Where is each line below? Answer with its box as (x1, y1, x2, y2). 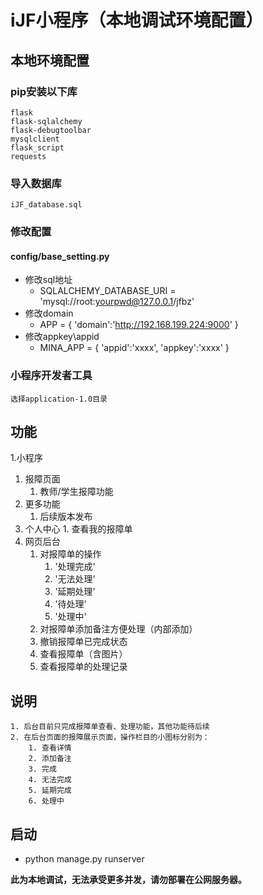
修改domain (24, 307, 74, 320)
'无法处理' (54, 573, 96, 585)
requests (10, 151, 47, 161)
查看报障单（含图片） (39, 648, 128, 660)
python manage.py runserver (24, 853, 145, 865)
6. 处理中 (28, 796, 65, 806)
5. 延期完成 (28, 786, 72, 796)
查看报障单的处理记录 (39, 661, 128, 673)
